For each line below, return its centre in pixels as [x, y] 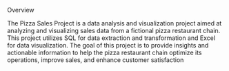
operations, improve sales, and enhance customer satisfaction [96, 60]
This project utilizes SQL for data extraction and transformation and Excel [111, 38]
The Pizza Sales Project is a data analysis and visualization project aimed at [114, 23]
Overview [21, 10]
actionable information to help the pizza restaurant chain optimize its [104, 52]
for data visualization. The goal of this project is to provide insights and [108, 45]
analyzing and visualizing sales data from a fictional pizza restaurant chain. [114, 31]
